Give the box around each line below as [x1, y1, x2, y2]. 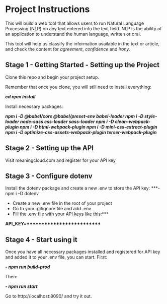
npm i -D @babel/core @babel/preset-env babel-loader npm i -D [5, 113, 144, 119]
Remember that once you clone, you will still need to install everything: [5, 84, 152, 90]
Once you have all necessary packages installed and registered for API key [5, 249, 160, 255]
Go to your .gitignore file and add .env [12, 206, 92, 212]
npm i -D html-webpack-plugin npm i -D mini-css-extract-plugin [20, 124, 157, 130]
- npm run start [5, 283, 38, 289]
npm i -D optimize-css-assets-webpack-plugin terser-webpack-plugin [5, 129, 157, 135]
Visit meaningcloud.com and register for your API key [5, 157, 116, 163]
